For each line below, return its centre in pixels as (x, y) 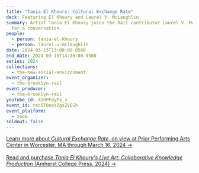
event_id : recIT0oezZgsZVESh (42, 105)
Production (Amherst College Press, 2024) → (61, 164)
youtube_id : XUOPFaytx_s (37, 100)
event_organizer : (28, 78)
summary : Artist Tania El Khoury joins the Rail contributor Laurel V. (96, 23)
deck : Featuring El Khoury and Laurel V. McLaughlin (73, 17)
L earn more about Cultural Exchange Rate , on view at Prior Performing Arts (98, 139)
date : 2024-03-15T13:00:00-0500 (46, 50)
